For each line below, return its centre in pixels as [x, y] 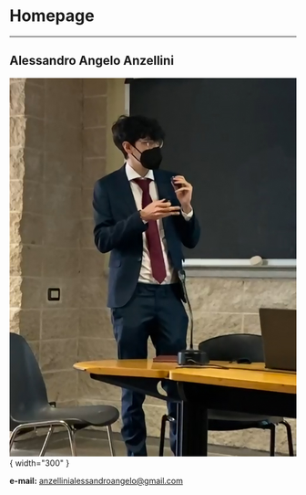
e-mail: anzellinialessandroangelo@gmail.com [97, 481]
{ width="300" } [40, 463]
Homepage [52, 16]
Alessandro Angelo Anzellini [92, 61]
